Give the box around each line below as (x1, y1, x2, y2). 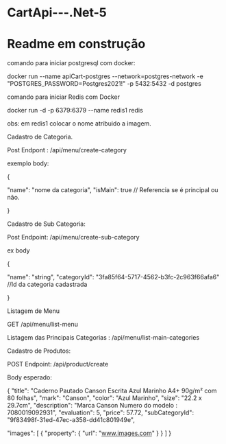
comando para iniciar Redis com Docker (7, 93, 120, 101)
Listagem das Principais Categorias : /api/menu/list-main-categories (7, 334, 200, 342)
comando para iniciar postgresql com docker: (7, 59, 136, 67)
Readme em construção (7, 36, 146, 52)
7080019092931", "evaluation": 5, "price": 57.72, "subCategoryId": (7, 408, 194, 417)
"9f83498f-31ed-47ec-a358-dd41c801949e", (7, 416, 135, 424)
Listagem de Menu (7, 307, 60, 315)
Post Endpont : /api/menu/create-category (7, 146, 127, 154)
